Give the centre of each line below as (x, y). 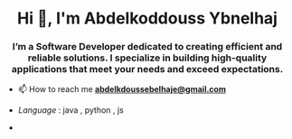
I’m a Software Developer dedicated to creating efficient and (147, 47)
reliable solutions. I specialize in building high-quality (147, 58)
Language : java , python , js (71, 110)
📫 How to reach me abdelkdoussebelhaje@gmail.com (122, 89)
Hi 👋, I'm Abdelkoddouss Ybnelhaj (147, 19)
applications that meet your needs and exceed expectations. (147, 69)
